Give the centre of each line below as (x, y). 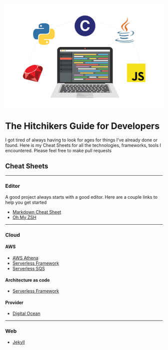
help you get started (26, 202)
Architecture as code (27, 280)
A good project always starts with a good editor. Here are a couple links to (81, 197)
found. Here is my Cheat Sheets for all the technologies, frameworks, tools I (83, 145)
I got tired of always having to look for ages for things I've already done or (81, 140)
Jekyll (18, 342)
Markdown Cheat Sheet (37, 212)
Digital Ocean (26, 314)
